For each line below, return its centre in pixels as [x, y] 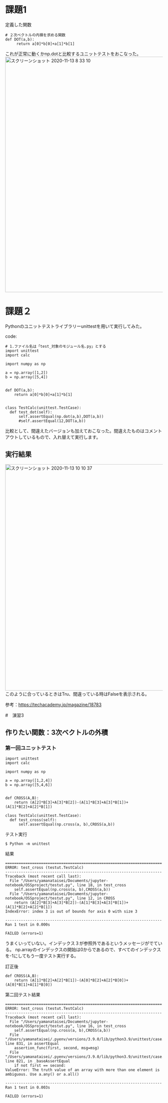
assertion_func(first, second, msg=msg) [57, 1048]
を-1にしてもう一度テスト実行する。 [42, 956]
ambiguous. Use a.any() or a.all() [42, 1074]
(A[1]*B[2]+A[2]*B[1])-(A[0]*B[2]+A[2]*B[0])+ [79, 980]
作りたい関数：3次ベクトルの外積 [57, 732]
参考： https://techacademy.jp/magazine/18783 [53, 705]
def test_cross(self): [33, 820]
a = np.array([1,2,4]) [29, 781]
